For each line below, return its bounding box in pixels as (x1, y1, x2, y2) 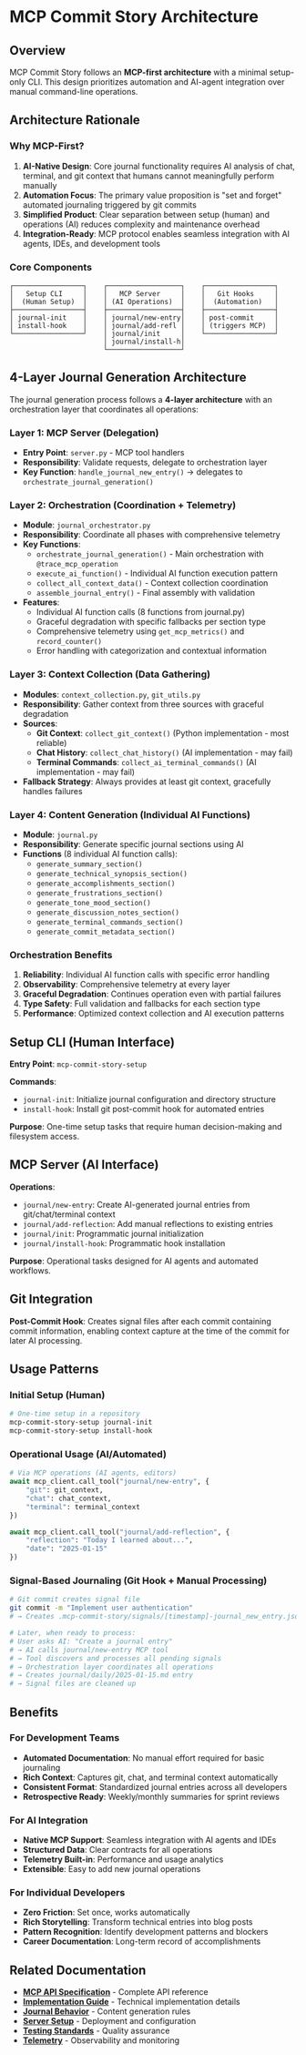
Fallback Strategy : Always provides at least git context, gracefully (22, 776, 271, 787)
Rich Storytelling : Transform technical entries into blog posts (22, 1917, 253, 1927)
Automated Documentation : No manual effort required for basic (22, 1752, 265, 1764)
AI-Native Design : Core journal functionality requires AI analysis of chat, (22, 160, 296, 171)
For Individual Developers (9, 1886, 126, 1899)
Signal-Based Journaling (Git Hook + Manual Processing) (9, 1574, 268, 1587)
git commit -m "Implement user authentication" (9, 1603, 194, 1613)
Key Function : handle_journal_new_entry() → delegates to (22, 466, 243, 477)
